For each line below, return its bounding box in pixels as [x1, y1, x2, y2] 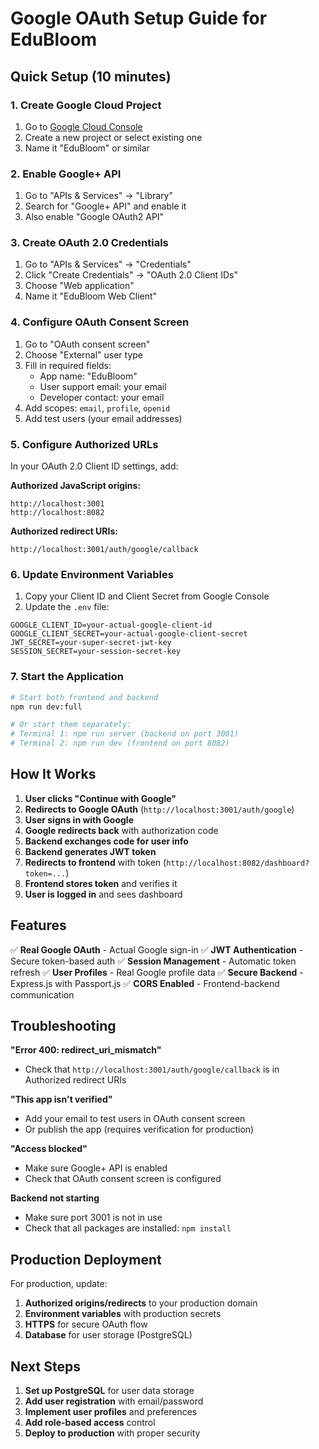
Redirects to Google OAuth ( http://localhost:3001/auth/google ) [24, 803, 295, 815]
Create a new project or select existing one [24, 131, 203, 143]
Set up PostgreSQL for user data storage [24, 1385, 195, 1397]
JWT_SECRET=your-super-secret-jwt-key [10, 638, 172, 648]
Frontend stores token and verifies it [24, 877, 178, 889]
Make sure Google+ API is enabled [24, 1162, 168, 1174]
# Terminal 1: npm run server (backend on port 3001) [10, 729, 240, 739]
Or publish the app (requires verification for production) [24, 1123, 255, 1136]
